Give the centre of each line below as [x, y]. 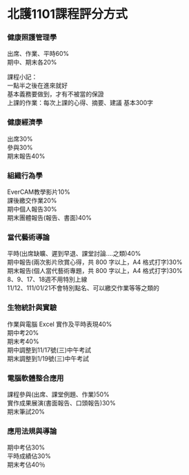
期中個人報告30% [32, 209]
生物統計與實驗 [32, 307]
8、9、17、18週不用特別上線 [47, 279]
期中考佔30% [26, 447]
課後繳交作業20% [32, 201]
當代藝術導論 [29, 237]
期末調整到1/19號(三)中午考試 [48, 358]
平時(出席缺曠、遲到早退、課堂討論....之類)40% [74, 254]
